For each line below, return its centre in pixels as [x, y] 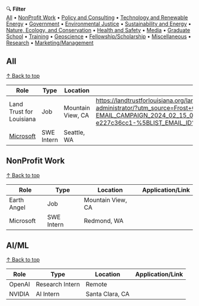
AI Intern [48, 294]
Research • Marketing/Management [50, 43]
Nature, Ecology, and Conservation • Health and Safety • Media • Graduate [98, 30]
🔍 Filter [16, 9]
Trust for [21, 111]
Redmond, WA [104, 220]
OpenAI [20, 285]
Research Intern [58, 285]
